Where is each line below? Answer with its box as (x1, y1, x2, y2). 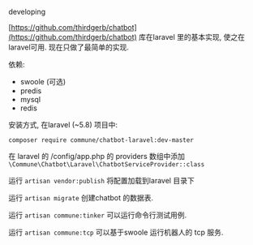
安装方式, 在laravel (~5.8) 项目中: (8, 120, 118, 129)
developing (8, 7, 46, 16)
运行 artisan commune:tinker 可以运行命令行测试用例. (8, 210, 187, 220)
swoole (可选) (19, 77, 66, 86)
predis (19, 86, 42, 96)
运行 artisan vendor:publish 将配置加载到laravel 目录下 (8, 176, 195, 185)
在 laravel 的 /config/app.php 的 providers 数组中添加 (8, 152, 185, 161)
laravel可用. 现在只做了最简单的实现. (8, 42, 130, 52)
